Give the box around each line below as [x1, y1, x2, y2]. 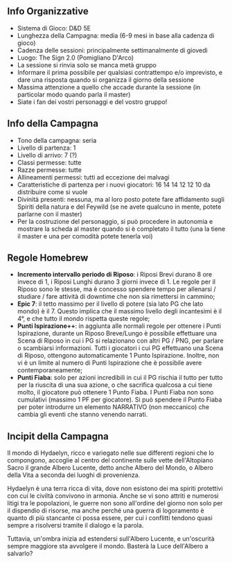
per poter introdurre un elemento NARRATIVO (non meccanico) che [17, 403, 210, 411]
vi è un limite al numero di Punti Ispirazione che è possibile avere [17, 358, 202, 367]
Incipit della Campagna [7, 430, 109, 442]
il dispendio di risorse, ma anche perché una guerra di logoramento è [7, 506, 204, 515]
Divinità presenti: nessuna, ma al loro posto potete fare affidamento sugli [17, 195, 225, 203]
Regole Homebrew [7, 252, 89, 264]
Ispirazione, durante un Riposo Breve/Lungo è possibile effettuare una [17, 329, 217, 338]
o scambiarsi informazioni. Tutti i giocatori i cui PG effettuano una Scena [17, 344, 224, 352]
